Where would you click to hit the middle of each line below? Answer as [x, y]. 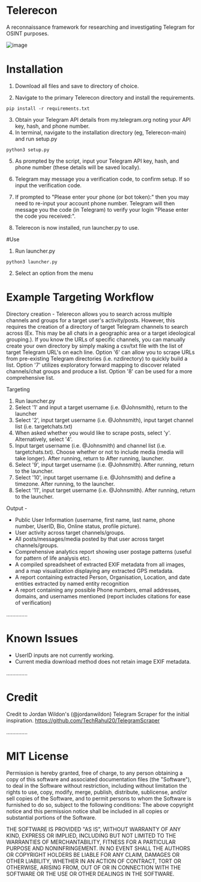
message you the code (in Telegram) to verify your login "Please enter [102, 209]
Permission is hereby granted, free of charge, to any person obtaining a [94, 773]
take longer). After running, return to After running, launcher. [90, 458]
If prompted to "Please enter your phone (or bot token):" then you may [102, 197]
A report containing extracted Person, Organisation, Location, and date [102, 577]
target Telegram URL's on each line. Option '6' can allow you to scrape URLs [100, 352]
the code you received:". [45, 216]
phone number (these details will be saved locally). [78, 167]
